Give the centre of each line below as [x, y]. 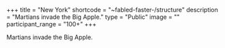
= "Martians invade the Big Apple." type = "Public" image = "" [93, 17]
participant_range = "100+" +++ [52, 24]
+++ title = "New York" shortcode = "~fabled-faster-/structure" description [112, 10]
